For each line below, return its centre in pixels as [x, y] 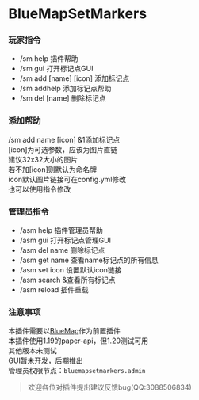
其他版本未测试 [33, 351]
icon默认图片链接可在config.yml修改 [67, 179]
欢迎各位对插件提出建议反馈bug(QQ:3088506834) [109, 387]
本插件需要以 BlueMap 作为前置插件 [65, 331]
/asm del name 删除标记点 [62, 250]
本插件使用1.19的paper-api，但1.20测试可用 [78, 341]
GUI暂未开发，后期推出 [46, 360]
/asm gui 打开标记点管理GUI [65, 240]
